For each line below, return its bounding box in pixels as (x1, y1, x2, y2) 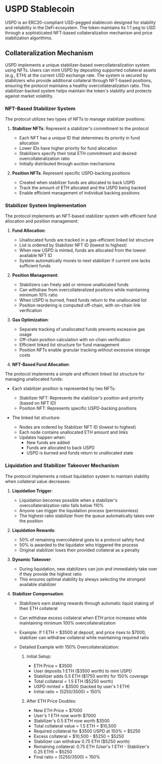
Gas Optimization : (12, 317, 49, 323)
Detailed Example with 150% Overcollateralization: (19, 644, 119, 650)
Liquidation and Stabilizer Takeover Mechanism (5, 462, 119, 469)
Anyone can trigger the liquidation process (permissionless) (19, 507, 139, 513)
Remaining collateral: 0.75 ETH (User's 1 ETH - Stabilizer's (33, 744, 149, 749)
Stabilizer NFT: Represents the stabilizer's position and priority (19, 395, 144, 401)
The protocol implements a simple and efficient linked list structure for (5, 371, 145, 377)
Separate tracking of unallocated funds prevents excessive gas (19, 327, 145, 332)
